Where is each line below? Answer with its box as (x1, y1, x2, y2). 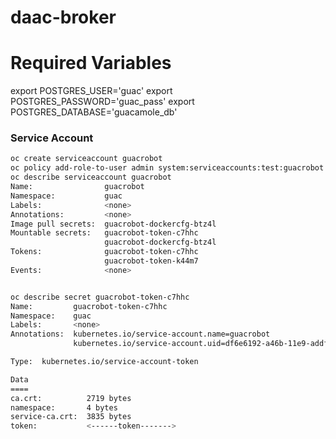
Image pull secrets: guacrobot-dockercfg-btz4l (10, 219, 217, 229)
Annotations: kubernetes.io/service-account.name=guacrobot (10, 329, 271, 340)
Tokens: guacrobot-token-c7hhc (10, 247, 199, 257)
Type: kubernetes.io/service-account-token (10, 357, 199, 367)
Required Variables (10, 52, 172, 75)
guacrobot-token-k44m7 (104, 256, 199, 266)
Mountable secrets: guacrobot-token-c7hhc (10, 228, 199, 238)
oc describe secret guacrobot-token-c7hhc (10, 292, 190, 302)
